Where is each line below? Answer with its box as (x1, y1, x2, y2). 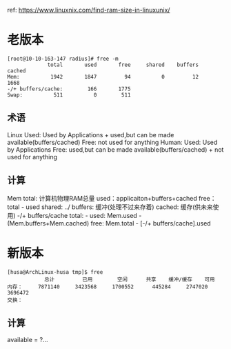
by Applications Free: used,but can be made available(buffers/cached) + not (7, 145, 224, 154)
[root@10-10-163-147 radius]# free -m (7, 55, 119, 62)
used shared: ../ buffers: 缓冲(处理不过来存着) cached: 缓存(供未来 (26, 203, 213, 211)
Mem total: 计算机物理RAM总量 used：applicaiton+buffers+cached (7, 194, 198, 202)
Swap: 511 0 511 (7, 91, 131, 99)
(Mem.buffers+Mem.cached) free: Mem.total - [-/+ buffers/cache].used (7, 219, 212, 227)
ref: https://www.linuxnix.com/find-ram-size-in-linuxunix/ (7, 6, 170, 14)
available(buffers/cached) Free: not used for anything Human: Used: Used (7, 138, 218, 146)
